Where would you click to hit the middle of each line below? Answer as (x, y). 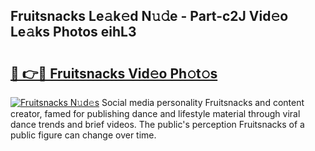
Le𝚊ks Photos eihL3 (73, 32)
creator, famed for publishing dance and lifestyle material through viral (155, 113)
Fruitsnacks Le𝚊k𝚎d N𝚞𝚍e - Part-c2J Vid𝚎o (149, 16)
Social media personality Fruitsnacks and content (203, 102)
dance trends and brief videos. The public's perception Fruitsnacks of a (157, 124)
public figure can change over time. (83, 135)
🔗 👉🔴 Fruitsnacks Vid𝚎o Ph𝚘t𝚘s (114, 73)
